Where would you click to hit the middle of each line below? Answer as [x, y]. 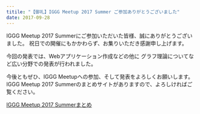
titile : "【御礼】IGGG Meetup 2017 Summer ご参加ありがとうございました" [93, 12]
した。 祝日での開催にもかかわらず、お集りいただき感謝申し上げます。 [99, 43]
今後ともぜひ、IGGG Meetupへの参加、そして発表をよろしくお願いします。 [100, 76]
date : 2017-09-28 [28, 18]
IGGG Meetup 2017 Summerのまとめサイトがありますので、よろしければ [97, 84]
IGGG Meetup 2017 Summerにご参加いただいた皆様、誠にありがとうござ [97, 35]
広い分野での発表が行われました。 [54, 64]
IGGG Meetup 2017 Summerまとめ [49, 104]
